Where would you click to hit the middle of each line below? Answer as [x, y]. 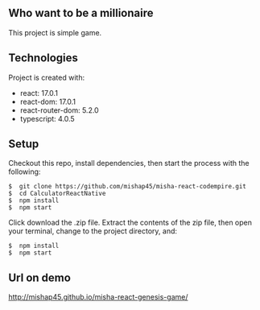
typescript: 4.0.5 [47, 118]
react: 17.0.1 [39, 93]
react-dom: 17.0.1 [48, 101]
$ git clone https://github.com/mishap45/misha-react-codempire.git [128, 187]
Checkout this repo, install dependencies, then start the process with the [129, 163]
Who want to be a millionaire [81, 13]
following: [25, 172]
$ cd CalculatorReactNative [57, 194]
